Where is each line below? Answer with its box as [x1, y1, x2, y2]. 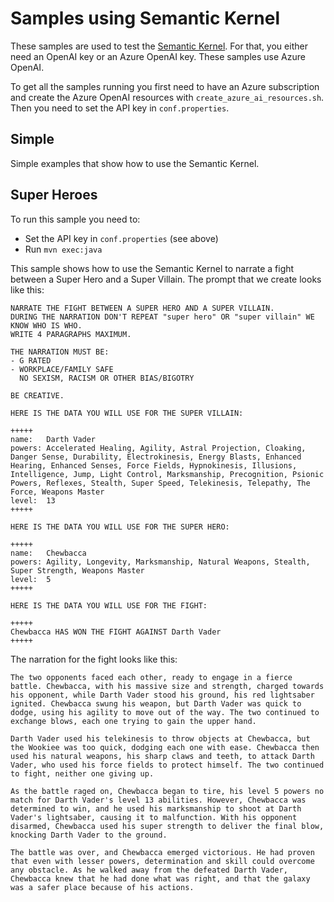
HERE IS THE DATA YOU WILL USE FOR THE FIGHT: [10, 600, 208, 611]
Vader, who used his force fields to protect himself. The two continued [10, 760, 325, 770]
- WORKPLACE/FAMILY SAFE [10, 364, 114, 374]
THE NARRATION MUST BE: [10, 347, 110, 357]
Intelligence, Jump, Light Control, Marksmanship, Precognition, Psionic [10, 469, 325, 479]
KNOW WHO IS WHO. [10, 320, 83, 331]
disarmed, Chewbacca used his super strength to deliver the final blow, [10, 821, 325, 831]
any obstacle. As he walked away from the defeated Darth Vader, [10, 865, 288, 875]
